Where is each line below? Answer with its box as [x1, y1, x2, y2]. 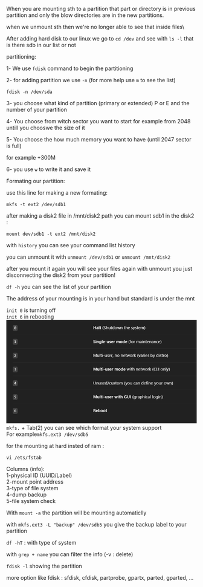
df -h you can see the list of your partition [6, 284, 112, 290]
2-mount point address [6, 478, 63, 485]
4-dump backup [6, 491, 47, 498]
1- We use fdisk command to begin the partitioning [6, 65, 134, 72]
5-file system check [6, 498, 56, 504]
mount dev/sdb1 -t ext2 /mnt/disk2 [6, 231, 96, 237]
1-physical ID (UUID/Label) [6, 472, 72, 479]
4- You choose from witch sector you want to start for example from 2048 [6, 118, 191, 125]
